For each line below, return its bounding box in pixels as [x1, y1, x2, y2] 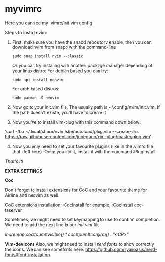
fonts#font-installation [5, 251, 50, 258]
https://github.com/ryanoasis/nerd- [85, 246, 157, 252]
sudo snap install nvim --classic [12, 53, 83, 59]
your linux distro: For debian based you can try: [12, 68, 108, 74]
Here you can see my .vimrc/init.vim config [5, 20, 93, 26]
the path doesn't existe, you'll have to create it [12, 109, 106, 115]
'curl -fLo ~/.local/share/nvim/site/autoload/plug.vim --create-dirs [5, 129, 139, 134]
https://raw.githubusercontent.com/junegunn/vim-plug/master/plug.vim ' [5, 133, 152, 139]
